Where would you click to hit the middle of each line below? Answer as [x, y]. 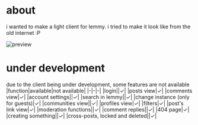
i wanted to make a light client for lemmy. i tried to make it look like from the [98, 27]
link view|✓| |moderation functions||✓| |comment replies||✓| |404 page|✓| [98, 109]
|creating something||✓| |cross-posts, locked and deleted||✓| [82, 116]
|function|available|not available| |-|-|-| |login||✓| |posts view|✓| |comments [99, 91]
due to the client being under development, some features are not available [98, 84]
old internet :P [23, 32]
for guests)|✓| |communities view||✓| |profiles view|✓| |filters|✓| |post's [95, 103]
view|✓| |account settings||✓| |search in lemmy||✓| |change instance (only [98, 97]
